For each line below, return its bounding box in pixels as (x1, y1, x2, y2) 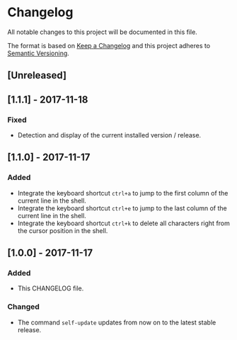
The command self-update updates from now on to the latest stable (17, 318, 216, 327)
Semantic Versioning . (7, 49, 69, 57)
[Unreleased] (7, 69, 67, 81)
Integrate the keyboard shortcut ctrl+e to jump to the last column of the (17, 203, 228, 212)
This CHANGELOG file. (17, 284, 84, 293)
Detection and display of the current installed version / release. (17, 131, 202, 140)
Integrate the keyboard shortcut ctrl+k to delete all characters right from (17, 219, 230, 227)
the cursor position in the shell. (17, 226, 108, 234)
